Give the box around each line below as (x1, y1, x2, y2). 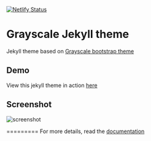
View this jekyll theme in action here (6, 82, 98, 89)
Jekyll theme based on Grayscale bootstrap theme (6, 47, 134, 55)
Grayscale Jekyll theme (6, 28, 130, 41)
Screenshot (6, 99, 52, 110)
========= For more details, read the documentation (6, 128, 145, 135)
